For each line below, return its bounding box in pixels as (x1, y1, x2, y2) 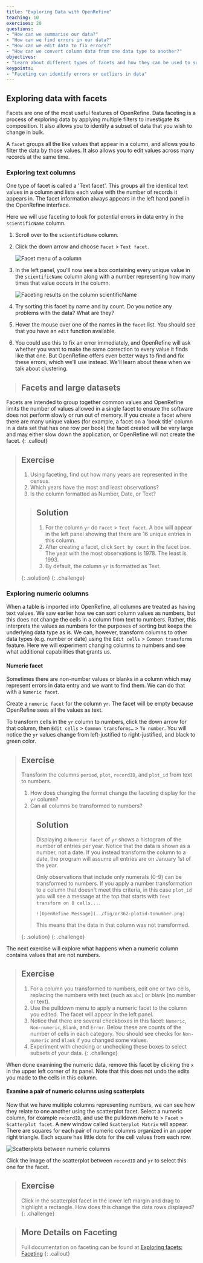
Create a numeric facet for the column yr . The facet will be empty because (6, 700, 193, 708)
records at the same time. (6, 153, 70, 161)
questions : (6, 25, 34, 32)
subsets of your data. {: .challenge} (30, 1049, 118, 1056)
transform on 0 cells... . (36, 899, 101, 906)
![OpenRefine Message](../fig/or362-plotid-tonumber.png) (36, 910, 185, 917)
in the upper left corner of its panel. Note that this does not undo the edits (6, 1067, 190, 1075)
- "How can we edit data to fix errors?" (6, 43, 112, 49)
